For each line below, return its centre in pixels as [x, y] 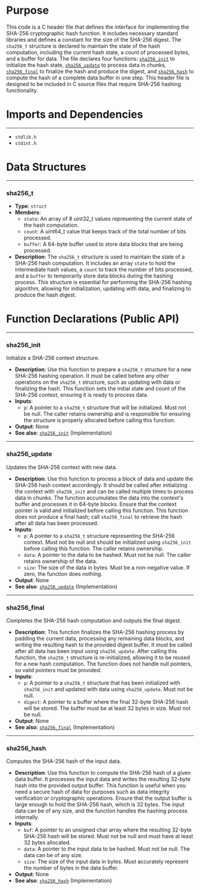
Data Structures [46, 167]
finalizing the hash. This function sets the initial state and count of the [100, 389]
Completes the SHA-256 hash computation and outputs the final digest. [94, 620]
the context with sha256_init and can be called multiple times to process [104, 491]
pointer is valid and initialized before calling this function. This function [101, 510]
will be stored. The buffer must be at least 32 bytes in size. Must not [107, 708]
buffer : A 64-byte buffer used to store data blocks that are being [103, 244]
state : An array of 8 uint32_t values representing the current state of [108, 219]
